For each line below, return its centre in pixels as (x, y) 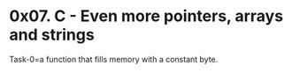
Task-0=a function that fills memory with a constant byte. (114, 59)
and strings (52, 35)
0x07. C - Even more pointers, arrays (146, 16)
